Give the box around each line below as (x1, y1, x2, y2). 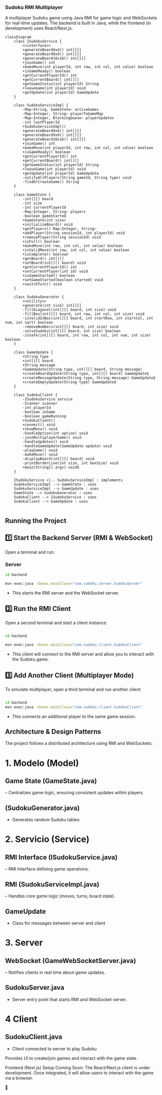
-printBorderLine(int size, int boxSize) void (22, 461, 119, 466)
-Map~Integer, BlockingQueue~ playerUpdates (22, 116, 114, 121)
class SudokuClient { (14, 392, 57, 398)
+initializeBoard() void (22, 222, 73, 227)
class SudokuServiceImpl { (14, 103, 69, 108)
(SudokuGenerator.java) (5, 804, 80, 812)
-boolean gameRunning (22, 414, 67, 419)
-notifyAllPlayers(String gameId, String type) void (22, 175, 132, 180)
